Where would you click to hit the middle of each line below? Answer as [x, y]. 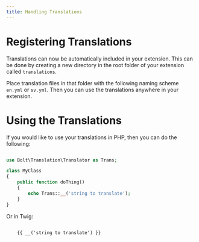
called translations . [32, 71]
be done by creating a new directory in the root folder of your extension [95, 65]
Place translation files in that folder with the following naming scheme [93, 83]
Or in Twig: [20, 216]
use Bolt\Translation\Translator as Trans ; [62, 160]
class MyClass [24, 171]
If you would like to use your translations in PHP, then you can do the [92, 137]
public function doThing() [51, 182]
